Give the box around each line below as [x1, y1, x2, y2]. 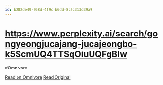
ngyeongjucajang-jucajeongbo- [5, 38, 137, 49]
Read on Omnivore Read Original [5, 74, 71, 80]
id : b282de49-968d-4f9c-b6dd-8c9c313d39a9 [5, 7, 92, 12]
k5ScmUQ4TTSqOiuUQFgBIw [5, 49, 127, 60]
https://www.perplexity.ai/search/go [5, 28, 158, 39]
